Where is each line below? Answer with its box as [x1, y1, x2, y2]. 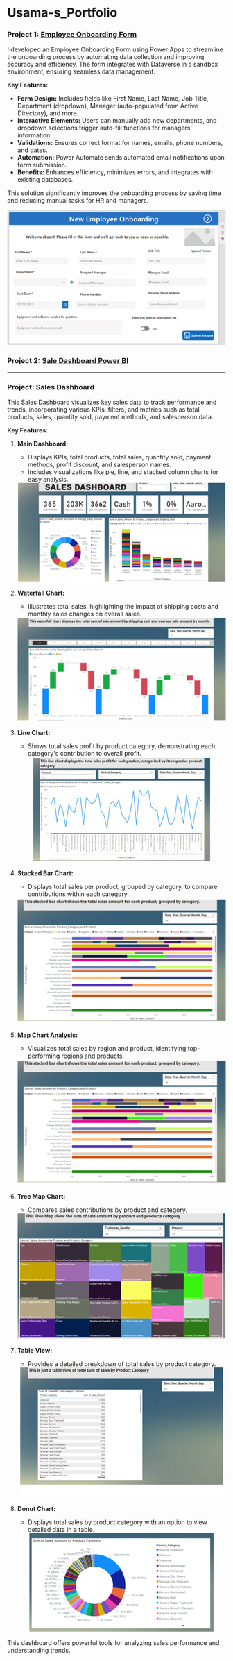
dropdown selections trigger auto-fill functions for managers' [17, 124, 193, 133]
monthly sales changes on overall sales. [27, 609, 142, 618]
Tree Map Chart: [17, 1192, 66, 1201]
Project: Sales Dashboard [7, 382, 95, 391]
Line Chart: [17, 729, 51, 737]
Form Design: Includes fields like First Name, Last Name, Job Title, [17, 94, 209, 103]
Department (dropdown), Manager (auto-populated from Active [17, 102, 199, 110]
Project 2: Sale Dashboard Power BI [7, 356, 129, 366]
